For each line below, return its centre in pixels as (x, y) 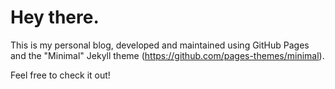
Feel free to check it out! (60, 75)
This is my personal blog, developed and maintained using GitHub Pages (160, 45)
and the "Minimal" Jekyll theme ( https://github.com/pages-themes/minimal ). (167, 55)
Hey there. (55, 17)
